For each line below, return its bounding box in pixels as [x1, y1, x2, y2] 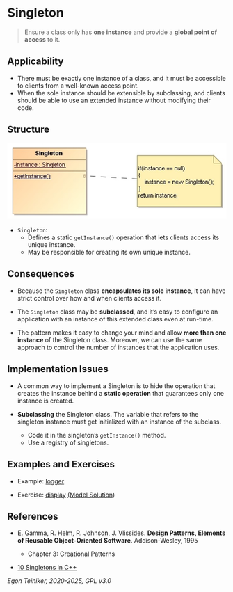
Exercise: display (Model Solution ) [17, 490, 115, 499]
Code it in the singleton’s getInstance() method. [27, 431, 166, 439]
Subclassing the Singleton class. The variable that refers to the [17, 410, 199, 418]
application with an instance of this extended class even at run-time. [17, 314, 214, 323]
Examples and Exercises [7, 458, 115, 470]
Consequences [7, 268, 75, 280]
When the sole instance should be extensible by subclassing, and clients [17, 88, 226, 97]
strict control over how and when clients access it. [17, 294, 162, 302]
